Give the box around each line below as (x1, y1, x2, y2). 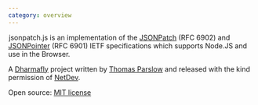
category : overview (8, 11, 72, 19)
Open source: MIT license (8, 87, 92, 97)
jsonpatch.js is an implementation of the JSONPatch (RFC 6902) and (9, 33, 231, 42)
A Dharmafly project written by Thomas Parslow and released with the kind (8, 64, 251, 74)
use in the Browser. (8, 49, 71, 58)
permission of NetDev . (8, 72, 81, 82)
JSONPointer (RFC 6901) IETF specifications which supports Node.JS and (8, 40, 248, 51)
